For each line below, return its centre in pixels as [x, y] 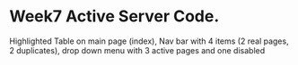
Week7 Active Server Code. [114, 16]
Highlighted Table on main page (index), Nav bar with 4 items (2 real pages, [149, 41]
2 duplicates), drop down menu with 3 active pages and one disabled [137, 50]
